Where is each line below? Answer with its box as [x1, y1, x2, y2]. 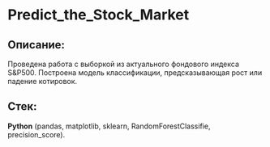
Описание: [7, 38, 66, 52]
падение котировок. [7, 77, 78, 86]
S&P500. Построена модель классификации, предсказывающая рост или [7, 68, 263, 78]
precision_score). [7, 129, 66, 139]
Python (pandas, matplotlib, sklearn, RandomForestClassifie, [7, 121, 211, 131]
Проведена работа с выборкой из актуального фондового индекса [7, 59, 240, 69]
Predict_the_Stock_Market [7, 6, 190, 24]
